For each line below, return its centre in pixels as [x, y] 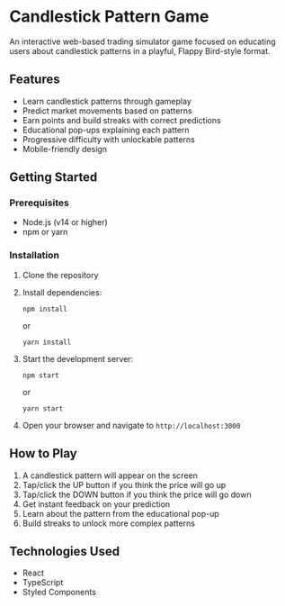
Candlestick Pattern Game [109, 17]
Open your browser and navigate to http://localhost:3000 [131, 425]
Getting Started [53, 177]
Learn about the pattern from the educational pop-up [121, 513]
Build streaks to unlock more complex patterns [109, 523]
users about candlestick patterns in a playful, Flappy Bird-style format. [140, 50]
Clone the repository [60, 275]
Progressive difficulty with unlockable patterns [109, 139]
